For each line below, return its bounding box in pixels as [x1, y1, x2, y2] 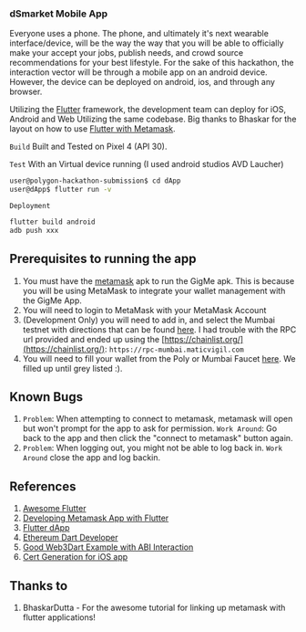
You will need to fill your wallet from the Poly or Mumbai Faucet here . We [22, 353, 296, 363]
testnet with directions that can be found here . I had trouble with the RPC [22, 323, 297, 335]
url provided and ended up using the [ [22, 333, 166, 344]
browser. [9, 86, 43, 98]
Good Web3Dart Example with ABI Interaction [22, 542, 194, 553]
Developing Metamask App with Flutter [22, 512, 169, 523]
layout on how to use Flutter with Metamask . [9, 123, 176, 134]
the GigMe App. [22, 295, 82, 306]
